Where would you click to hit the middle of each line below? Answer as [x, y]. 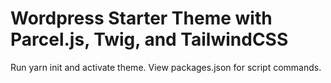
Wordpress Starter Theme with [141, 18]
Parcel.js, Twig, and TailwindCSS [149, 39]
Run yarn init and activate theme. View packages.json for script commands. [166, 67]
